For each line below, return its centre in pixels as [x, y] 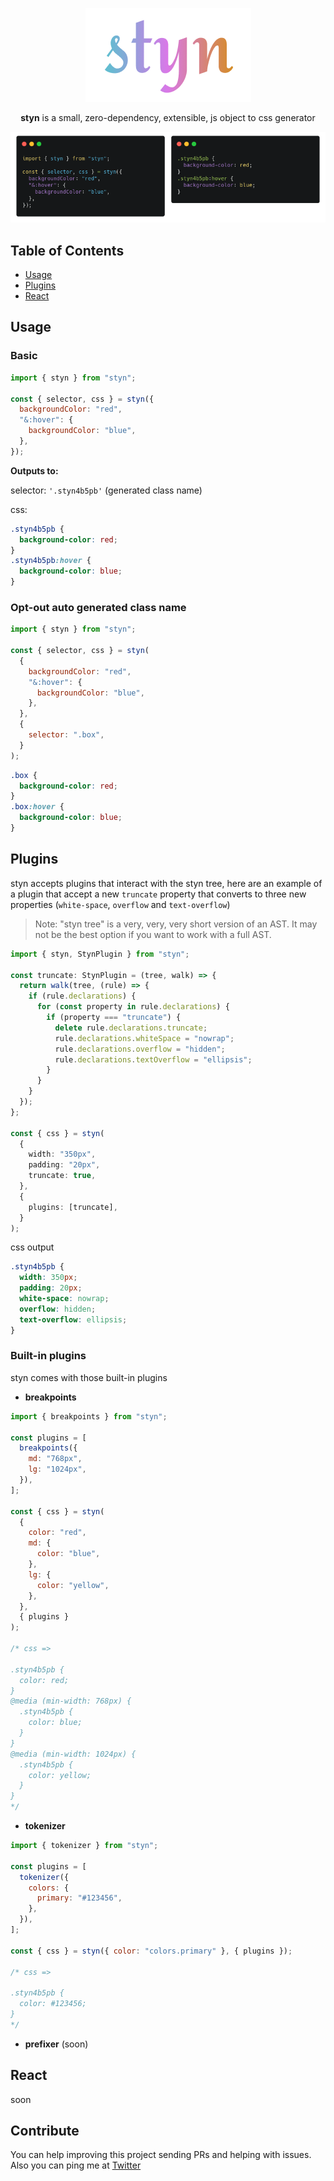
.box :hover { [37, 807]
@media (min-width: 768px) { [71, 1701]
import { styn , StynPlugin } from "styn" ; [100, 954]
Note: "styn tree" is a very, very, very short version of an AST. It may [176, 924]
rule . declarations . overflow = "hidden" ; [140, 1049]
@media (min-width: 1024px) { [73, 1754]
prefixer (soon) [56, 2044]
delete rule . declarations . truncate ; [131, 1028]
